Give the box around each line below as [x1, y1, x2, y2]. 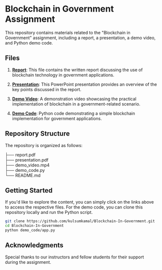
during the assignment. [5, 259, 51, 265]
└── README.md [5, 172, 41, 178]
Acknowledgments [5, 241, 64, 250]
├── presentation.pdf [5, 157, 49, 163]
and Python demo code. [5, 40, 53, 45]
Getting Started [5, 186, 53, 195]
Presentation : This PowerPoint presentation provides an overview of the [12, 81, 157, 87]
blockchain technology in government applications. [12, 72, 114, 78]
